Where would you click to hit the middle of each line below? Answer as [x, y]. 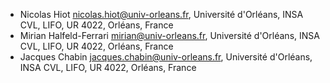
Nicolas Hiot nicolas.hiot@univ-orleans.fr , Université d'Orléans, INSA [161, 14]
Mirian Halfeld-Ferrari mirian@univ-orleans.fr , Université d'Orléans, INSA [169, 35]
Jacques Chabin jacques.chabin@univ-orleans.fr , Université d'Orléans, [166, 57]
